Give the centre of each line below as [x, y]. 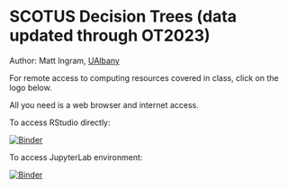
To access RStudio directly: [60, 122]
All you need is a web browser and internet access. [104, 104]
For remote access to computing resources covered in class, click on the [144, 77]
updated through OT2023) [110, 36]
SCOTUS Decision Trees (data [123, 17]
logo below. [31, 87]
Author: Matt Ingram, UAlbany [64, 60]
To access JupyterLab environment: [76, 157]
